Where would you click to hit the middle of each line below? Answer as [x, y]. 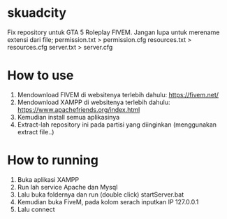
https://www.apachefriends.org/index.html [79, 109]
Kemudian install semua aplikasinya [68, 117]
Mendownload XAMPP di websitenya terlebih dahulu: [94, 102]
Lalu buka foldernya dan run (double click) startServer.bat [101, 195]
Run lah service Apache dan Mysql [67, 187]
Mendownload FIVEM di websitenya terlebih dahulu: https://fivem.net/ [118, 94]
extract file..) [36, 132]
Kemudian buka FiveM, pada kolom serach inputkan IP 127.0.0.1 [108, 202]
